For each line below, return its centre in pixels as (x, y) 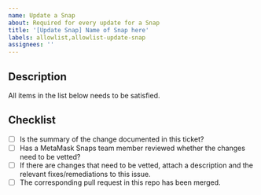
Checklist (32, 120)
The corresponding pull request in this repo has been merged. (120, 182)
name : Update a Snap (42, 15)
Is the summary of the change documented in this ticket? (112, 139)
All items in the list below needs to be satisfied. (84, 95)
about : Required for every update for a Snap (84, 23)
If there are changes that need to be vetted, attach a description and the (136, 165)
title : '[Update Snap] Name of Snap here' (79, 30)
